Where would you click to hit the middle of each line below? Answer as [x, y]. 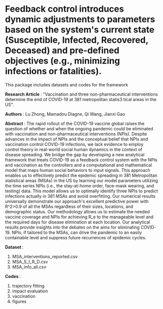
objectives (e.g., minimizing [63, 61]
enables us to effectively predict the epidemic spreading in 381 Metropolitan [81, 175]
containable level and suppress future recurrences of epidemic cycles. [76, 237]
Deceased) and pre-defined [62, 51]
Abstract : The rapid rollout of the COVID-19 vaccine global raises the [75, 124]
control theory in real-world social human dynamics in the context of [74, 149]
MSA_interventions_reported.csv [45, 256]
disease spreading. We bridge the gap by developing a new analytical [75, 154]
